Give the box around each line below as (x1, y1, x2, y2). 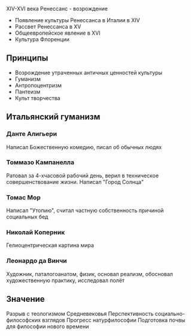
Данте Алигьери (6, 130, 57, 138)
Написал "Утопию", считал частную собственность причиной (6, 207, 164, 214)
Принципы (6, 53, 48, 63)
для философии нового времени (6, 323, 89, 330)
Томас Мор (6, 193, 41, 201)
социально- (154, 310, 186, 317)
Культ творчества (14, 94, 61, 101)
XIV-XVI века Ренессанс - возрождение (6, 5, 108, 12)
